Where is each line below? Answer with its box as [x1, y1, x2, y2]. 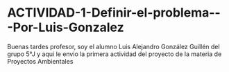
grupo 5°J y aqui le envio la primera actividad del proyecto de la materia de [7, 50, 222, 58]
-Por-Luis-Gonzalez [7, 19, 124, 35]
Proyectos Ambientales [7, 57, 74, 65]
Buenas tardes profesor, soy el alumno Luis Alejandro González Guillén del [7, 42, 220, 51]
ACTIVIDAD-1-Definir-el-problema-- [7, 5, 221, 21]
